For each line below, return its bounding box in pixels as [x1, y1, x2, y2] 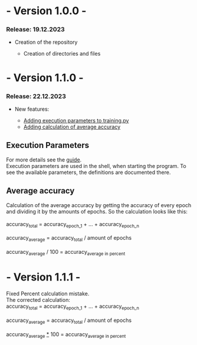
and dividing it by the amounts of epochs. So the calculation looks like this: [6, 208, 188, 215]
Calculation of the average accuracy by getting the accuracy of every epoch [6, 201, 192, 208]
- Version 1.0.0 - [6, 4, 87, 18]
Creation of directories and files [23, 50, 101, 57]
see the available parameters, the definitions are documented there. [6, 169, 171, 176]
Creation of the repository [14, 38, 78, 46]
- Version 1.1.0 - [6, 71, 84, 84]
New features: [14, 105, 50, 112]
